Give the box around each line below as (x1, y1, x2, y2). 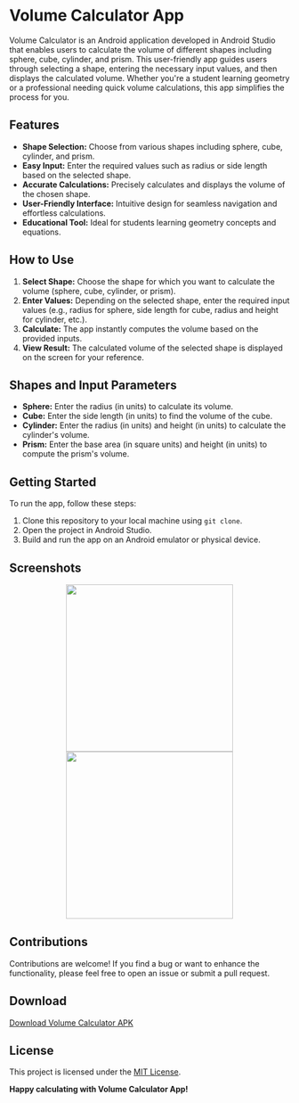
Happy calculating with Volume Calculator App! (9, 1084, 189, 1095)
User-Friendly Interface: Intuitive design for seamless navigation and (21, 198, 278, 209)
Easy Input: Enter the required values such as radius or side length (21, 160, 268, 170)
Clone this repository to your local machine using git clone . (21, 515, 243, 526)
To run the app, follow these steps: (9, 498, 136, 509)
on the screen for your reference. (21, 351, 144, 362)
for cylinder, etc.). (21, 314, 87, 325)
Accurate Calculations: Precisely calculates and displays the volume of (21, 179, 286, 190)
